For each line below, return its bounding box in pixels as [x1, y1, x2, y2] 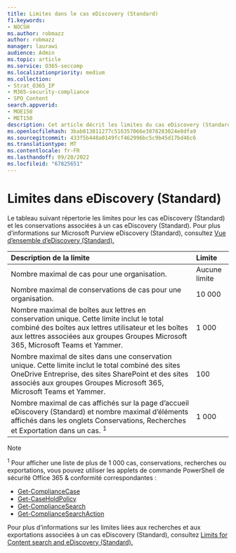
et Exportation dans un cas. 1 [11, 424, 107, 436]
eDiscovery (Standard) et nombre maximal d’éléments [11, 406, 189, 416]
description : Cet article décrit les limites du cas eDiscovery [7, 121, 199, 128]
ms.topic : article [7, 56, 61, 63]
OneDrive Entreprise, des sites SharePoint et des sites [11, 369, 189, 379]
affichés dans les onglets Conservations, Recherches [11, 415, 186, 425]
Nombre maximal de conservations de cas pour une [11, 285, 181, 295]
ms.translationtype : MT [7, 141, 77, 148]
